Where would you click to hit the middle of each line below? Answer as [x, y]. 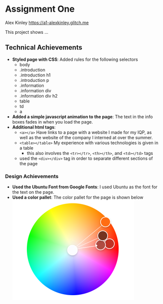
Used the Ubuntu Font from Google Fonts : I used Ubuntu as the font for [85, 187]
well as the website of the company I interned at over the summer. [86, 137]
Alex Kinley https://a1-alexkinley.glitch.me [47, 23]
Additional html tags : [34, 127]
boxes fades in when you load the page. [52, 122]
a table [26, 148]
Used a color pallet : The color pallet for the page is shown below [78, 198]
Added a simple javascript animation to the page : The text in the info [82, 117]
